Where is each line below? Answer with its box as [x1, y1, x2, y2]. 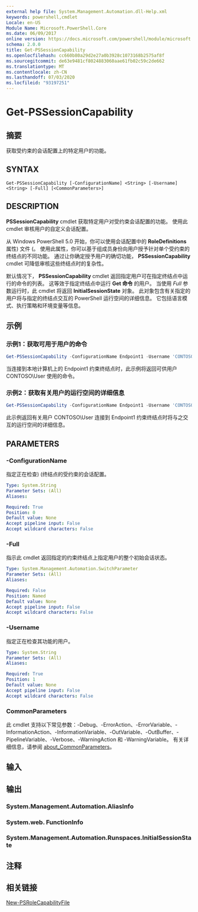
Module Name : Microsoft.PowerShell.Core [6, 25, 107, 31]
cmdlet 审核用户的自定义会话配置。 [6, 225, 91, 232]
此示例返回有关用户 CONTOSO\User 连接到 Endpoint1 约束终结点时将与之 [6, 414, 183, 421]
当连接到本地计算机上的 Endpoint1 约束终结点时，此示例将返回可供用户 [6, 365, 178, 372]
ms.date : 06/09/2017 [6, 31, 57, 37]
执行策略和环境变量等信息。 [16, 302, 84, 309]
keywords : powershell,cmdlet [6, 14, 78, 20]
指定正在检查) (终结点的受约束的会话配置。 [6, 470, 110, 478]
